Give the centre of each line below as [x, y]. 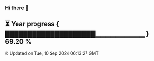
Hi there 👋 [17, 8]
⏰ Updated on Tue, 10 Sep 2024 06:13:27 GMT [52, 53]
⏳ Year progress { [32, 24]
